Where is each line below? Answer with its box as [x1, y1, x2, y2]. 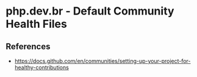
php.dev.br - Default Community [5, 4, 174, 18]
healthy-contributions [14, 64, 70, 71]
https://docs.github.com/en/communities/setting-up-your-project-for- [14, 58, 191, 64]
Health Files [5, 17, 68, 31]
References [5, 41, 51, 52]
